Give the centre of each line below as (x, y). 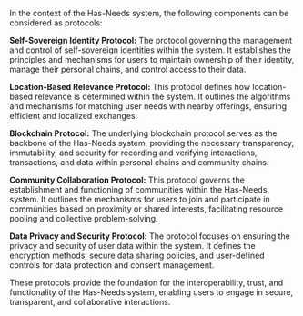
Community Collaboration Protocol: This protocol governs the (127, 180)
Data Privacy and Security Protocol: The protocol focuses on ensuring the (150, 236)
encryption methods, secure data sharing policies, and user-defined (137, 255)
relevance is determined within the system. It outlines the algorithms (163, 96)
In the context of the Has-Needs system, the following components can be (149, 13)
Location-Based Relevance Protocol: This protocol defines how (130, 87)
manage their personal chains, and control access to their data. (128, 69)
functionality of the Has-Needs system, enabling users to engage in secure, (151, 292)
